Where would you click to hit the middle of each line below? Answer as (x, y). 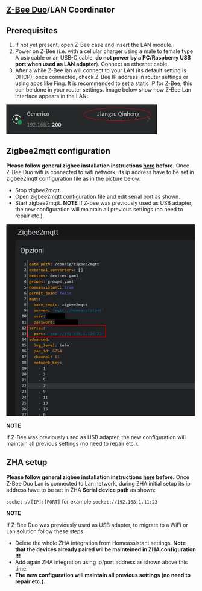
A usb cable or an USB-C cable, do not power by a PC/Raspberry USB (103, 58)
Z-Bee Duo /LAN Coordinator (61, 10)
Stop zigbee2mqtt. (38, 190)
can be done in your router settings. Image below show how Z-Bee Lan (103, 90)
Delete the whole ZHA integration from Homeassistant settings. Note (100, 543)
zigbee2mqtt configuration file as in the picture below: (74, 178)
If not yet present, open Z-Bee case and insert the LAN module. (94, 45)
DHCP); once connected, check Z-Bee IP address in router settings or (102, 77)
